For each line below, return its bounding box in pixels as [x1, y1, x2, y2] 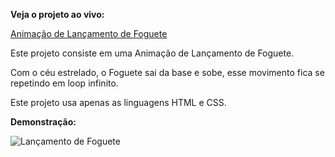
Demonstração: [10, 116, 77, 128]
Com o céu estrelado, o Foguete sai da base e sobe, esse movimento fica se [10, 67, 325, 78]
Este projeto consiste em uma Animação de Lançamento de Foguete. [10, 47, 295, 59]
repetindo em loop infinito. [10, 77, 119, 89]
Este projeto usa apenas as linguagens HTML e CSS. [10, 97, 227, 108]
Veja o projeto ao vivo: [10, 9, 105, 20]
